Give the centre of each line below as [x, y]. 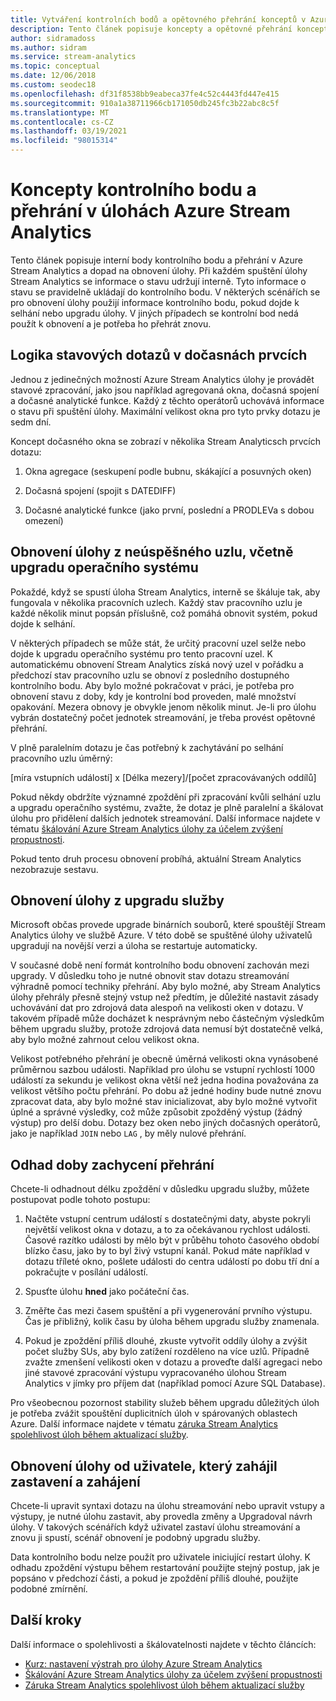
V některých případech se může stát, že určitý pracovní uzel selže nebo [158, 643]
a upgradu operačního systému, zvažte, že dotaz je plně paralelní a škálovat [167, 807]
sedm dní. [31, 422]
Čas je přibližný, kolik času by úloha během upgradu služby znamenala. [172, 1322]
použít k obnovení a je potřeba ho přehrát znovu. [111, 323]
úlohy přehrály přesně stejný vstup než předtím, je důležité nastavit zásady [164, 997]
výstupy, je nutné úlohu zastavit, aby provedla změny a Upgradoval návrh [161, 1516]
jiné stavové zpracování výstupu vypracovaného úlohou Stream [155, 1373]
